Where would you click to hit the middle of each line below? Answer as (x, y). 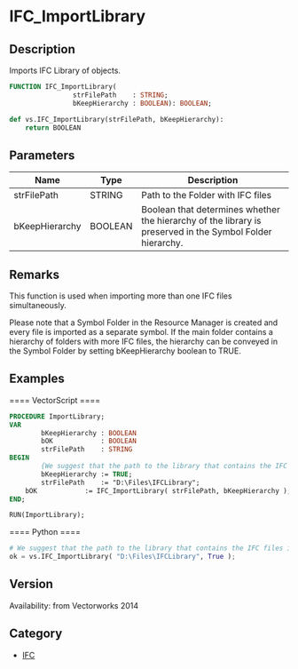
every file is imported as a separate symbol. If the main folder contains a (141, 332)
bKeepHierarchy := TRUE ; (87, 474)
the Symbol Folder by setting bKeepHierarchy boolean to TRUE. (125, 351)
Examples (37, 379)
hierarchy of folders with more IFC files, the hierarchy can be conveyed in (143, 341)
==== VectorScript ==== (55, 400)
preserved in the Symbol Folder (207, 232)
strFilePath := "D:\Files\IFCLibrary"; (121, 482)
